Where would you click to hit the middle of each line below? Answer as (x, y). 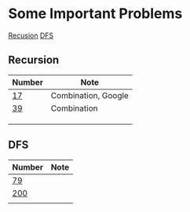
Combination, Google (90, 95)
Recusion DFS (31, 35)
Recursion (34, 60)
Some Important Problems (95, 14)
